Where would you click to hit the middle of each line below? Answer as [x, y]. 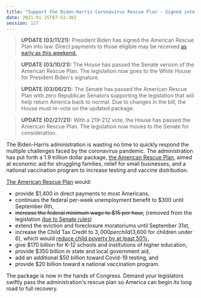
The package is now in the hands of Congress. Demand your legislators [95, 276]
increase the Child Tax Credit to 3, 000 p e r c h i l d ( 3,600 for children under [104, 232]
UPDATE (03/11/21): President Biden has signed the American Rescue [107, 40]
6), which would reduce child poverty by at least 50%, [82, 238]
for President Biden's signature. [60, 78]
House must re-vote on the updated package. [77, 109]
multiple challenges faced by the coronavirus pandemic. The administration [100, 151]
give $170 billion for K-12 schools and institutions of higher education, [101, 245]
